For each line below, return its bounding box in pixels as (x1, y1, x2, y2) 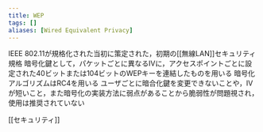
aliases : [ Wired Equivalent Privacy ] (8, 26, 133, 34)
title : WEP (8, 11, 44, 20)
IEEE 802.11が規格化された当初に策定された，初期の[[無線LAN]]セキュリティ (8, 49, 257, 58)
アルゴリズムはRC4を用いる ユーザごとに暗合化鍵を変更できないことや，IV (8, 78, 253, 88)
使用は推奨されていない (8, 98, 85, 107)
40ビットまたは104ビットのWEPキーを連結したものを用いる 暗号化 (35, 69, 256, 78)
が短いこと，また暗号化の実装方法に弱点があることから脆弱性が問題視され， (8, 89, 259, 98)
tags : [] (8, 19, 37, 27)
